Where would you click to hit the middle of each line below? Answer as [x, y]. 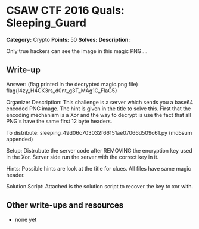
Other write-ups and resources [65, 205]
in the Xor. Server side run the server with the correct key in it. [83, 157]
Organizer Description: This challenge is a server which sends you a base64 [100, 102]
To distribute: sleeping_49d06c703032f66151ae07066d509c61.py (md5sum [99, 132]
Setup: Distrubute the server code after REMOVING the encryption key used [99, 150]
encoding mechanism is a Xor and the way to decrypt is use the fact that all [99, 114]
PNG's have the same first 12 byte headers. [59, 121]
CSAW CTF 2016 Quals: [66, 10]
